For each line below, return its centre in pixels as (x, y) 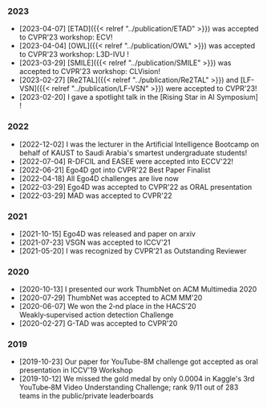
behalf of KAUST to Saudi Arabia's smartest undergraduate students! (133, 152)
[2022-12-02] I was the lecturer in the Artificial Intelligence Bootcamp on (139, 144)
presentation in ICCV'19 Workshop (76, 370)
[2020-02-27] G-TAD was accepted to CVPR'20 (98, 324)
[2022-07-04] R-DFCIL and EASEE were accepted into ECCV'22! (126, 161)
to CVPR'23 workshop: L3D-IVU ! (74, 55)
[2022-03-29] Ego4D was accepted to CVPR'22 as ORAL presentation (136, 187)
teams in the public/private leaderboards (86, 396)
